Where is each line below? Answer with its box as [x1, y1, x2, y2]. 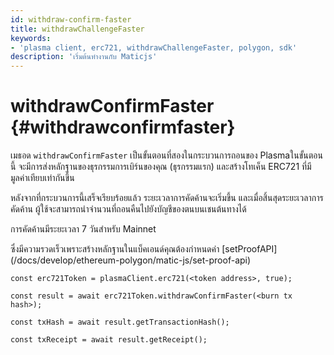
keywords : [10, 33, 52, 43]
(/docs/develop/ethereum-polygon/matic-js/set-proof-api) [10, 254, 252, 266]
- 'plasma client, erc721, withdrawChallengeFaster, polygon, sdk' [10, 42, 298, 53]
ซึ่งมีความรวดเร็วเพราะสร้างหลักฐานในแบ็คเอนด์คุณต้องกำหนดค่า [10, 243, 220, 255]
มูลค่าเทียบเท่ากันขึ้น [10, 172, 75, 184]
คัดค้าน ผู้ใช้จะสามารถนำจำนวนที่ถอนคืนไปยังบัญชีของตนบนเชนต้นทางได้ [10, 203, 247, 215]
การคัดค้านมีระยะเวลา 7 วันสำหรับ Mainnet [10, 223, 157, 235]
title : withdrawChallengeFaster [10, 24, 145, 34]
